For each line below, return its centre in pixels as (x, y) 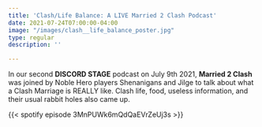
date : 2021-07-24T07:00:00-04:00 (63, 23)
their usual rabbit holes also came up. (69, 99)
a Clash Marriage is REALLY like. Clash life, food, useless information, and (128, 91)
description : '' (35, 45)
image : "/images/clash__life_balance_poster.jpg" (92, 30)
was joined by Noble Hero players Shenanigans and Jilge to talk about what (131, 83)
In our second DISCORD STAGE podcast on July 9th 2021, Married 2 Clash (130, 74)
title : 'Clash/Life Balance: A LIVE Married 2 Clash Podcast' (112, 15)
